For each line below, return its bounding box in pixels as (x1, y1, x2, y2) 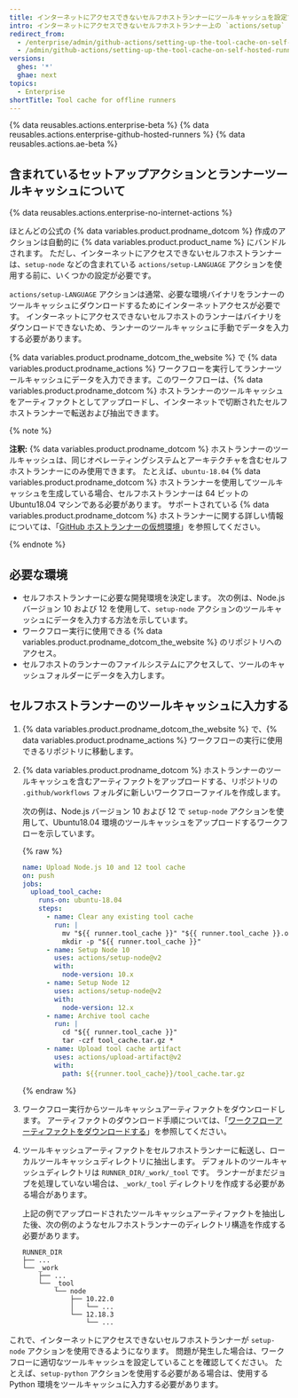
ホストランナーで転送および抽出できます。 (9, 407, 164, 418)
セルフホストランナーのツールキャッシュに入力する (9, 699, 289, 714)
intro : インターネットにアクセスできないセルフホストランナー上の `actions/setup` (9, 21, 286, 30)
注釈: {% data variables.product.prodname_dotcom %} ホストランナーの (9, 444, 273, 454)
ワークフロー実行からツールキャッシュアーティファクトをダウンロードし (21, 1103, 286, 1114)
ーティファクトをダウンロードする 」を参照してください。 (21, 1126, 232, 1136)
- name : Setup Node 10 (45, 945, 130, 954)
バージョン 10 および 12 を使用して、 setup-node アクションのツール (21, 604, 267, 613)
